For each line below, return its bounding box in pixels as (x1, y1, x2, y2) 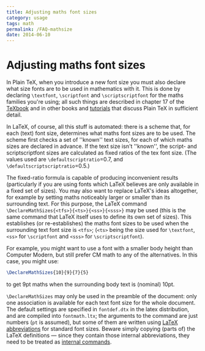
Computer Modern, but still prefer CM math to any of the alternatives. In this (6, 251, 198, 258)
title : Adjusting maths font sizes (6, 9, 97, 15)
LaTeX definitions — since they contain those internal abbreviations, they (6, 331, 190, 339)
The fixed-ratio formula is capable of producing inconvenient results (6, 174, 179, 182)
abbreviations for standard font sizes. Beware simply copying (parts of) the (6, 325, 196, 332)
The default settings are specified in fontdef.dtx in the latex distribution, (6, 305, 190, 313)
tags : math (6, 20, 34, 26)
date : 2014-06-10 (6, 32, 51, 38)
